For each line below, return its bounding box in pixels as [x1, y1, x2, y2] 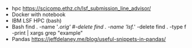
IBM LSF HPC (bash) [11, 17, 62, 24]
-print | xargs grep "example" [11, 29, 84, 36]
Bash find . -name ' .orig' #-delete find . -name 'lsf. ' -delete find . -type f [11, 23, 187, 30]
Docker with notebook [11, 11, 66, 18]
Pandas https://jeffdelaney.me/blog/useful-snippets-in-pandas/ [11, 36, 166, 42]
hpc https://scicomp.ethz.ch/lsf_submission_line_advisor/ [11, 5, 151, 12]
